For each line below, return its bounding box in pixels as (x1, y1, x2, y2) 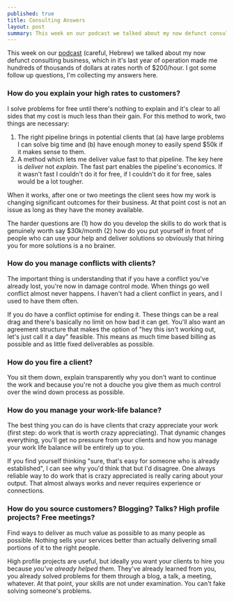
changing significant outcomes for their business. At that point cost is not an (7, 198, 226, 206)
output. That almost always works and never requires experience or (7, 479, 201, 488)
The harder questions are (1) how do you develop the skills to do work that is (7, 219, 227, 227)
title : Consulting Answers (7, 17, 86, 24)
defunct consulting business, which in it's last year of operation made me (7, 57, 218, 65)
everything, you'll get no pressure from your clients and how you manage (7, 436, 218, 444)
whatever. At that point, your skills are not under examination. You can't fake (7, 579, 226, 587)
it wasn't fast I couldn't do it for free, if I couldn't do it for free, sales (17, 170, 212, 178)
